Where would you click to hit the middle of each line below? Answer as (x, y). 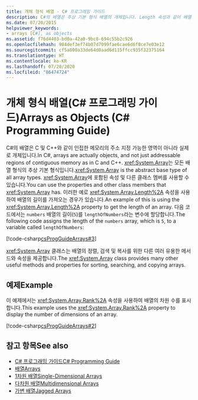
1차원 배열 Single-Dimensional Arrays (58, 376)
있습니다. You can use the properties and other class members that (86, 185)
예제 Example (29, 285)
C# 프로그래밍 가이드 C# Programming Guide (67, 361)
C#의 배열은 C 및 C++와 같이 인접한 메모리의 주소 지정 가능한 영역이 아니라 (92, 148)
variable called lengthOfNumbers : (45, 227)
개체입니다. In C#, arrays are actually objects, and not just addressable (96, 155)
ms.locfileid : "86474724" (38, 72)
